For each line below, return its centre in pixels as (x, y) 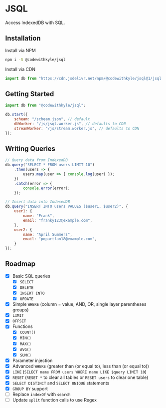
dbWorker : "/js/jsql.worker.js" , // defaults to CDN (70, 124)
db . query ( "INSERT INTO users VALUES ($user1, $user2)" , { (67, 207)
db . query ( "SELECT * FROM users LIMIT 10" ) (50, 165)
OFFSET (19, 321)
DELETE (27, 288)
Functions (23, 326)
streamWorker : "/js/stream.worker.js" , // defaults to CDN (77, 128)
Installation (23, 38)
